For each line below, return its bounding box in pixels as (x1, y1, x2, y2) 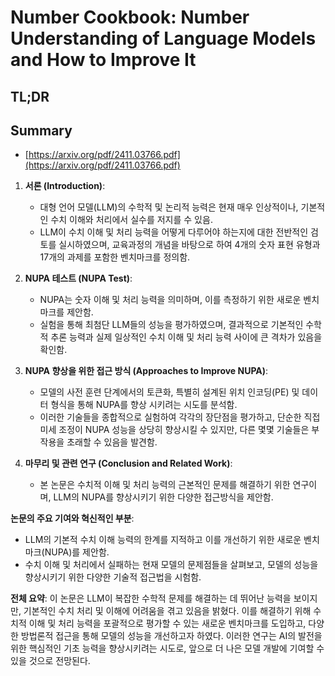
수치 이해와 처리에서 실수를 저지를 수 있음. (50, 214, 213, 226)
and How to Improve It (10, 49, 197, 71)
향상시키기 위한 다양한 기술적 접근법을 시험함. (24, 571, 202, 583)
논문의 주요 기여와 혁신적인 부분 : (10, 512, 135, 525)
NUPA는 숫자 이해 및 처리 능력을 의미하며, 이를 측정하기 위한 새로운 (39, 294, 302, 306)
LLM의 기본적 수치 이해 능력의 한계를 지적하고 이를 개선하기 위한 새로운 (24, 534, 302, 546)
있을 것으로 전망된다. (10, 655, 91, 667)
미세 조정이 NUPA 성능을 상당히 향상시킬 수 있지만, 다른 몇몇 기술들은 (39, 424, 310, 436)
